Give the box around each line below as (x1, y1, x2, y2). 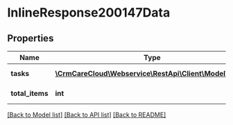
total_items (10, 88, 49, 98)
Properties (7, 32, 54, 44)
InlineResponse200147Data (7, 5, 171, 21)
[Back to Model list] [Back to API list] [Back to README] (7, 110, 166, 119)
